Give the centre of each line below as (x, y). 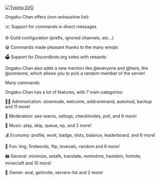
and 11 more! (18, 106)
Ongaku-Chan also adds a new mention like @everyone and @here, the (77, 68)
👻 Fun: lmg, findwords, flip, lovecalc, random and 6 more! (62, 146)
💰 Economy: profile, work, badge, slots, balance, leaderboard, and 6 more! (80, 135)
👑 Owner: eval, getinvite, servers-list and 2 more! (54, 172)
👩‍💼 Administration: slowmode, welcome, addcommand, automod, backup (79, 101)
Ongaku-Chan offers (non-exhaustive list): (47, 17)
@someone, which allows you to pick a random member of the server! (75, 73)
